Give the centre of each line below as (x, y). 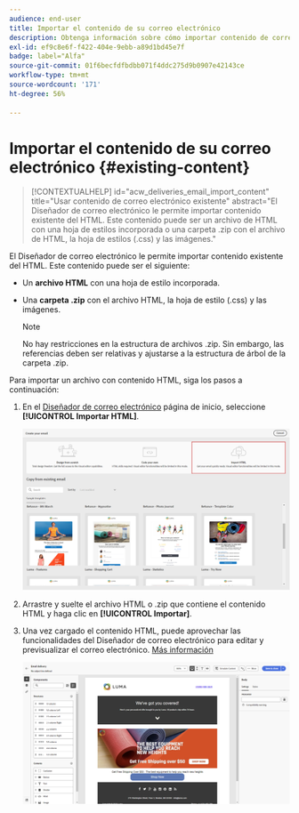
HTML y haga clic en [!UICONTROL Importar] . (107, 613)
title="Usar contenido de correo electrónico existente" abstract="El (154, 201)
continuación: (34, 390)
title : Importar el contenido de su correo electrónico (115, 28)
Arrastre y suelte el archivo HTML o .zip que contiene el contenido (144, 604)
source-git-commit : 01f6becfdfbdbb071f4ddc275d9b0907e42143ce (127, 66)
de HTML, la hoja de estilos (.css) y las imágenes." (123, 239)
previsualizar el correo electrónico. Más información (117, 649)
